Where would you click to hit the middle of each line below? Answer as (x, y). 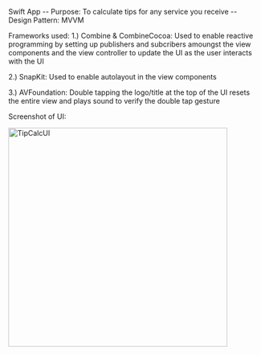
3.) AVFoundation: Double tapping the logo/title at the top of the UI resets (129, 92)
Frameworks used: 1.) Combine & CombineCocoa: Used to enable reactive (131, 36)
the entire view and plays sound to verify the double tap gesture (114, 101)
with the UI (26, 61)
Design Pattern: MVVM (46, 20)
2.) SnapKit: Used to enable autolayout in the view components (112, 77)
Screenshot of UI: (37, 116)
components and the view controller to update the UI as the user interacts (130, 53)
